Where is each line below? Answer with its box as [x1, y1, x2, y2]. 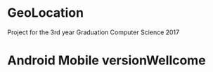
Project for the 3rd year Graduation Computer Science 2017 [7, 28, 180, 36]
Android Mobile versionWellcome [7, 52, 206, 69]
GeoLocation [7, 5, 84, 21]
